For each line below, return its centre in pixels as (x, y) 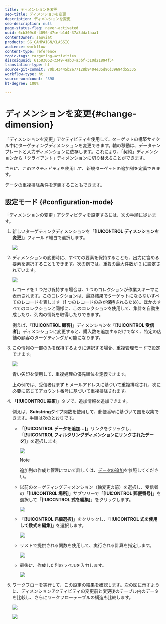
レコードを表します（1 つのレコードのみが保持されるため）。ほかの (89, 302)
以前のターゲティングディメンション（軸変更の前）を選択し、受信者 (89, 487)
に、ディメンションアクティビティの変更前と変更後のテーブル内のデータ (85, 591)
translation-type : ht (28, 65)
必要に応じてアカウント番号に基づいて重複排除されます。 (71, 391)
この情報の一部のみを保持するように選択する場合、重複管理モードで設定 (86, 348)
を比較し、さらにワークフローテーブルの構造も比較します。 (73, 597)
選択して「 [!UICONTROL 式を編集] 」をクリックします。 (77, 500)
